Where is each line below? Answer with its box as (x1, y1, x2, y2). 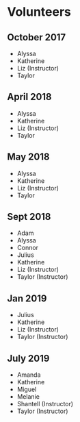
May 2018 (7, 151, 50, 163)
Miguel (16, 385, 37, 394)
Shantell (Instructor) (16, 400, 74, 408)
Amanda (16, 371, 41, 379)
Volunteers (7, 4, 72, 20)
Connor (16, 244, 39, 252)
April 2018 (7, 91, 53, 103)
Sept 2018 (7, 211, 51, 223)
